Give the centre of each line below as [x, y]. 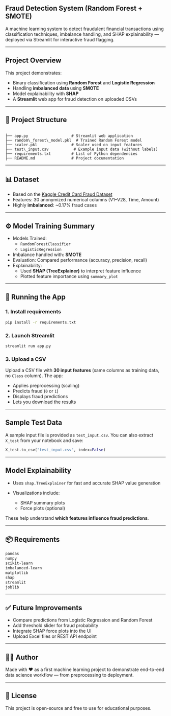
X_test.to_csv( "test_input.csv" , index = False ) [55, 450]
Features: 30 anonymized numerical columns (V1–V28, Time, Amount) [86, 200]
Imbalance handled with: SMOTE [47, 255]
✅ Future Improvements [44, 608]
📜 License [21, 696]
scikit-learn [19, 563]
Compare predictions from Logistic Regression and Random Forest [82, 620]
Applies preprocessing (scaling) [46, 386]
